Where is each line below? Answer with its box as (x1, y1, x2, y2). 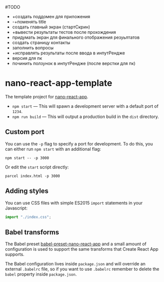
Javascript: (5, 205, 28, 211)
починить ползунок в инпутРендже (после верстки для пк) (12, 61, 136, 66)
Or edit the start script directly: (5, 164, 69, 170)
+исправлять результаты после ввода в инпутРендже (12, 50, 125, 56)
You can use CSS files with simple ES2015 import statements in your (5, 200, 143, 206)
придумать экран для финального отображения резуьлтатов (12, 34, 140, 40)
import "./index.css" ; (5, 214, 51, 219)
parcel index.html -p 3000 (5, 173, 60, 178)
